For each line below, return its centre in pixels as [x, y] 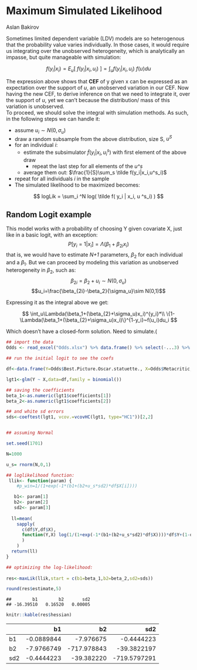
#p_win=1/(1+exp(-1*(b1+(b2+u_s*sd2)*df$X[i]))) [77, 486]
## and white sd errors [35, 412]
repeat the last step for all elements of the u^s [87, 166]
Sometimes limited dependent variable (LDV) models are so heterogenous [95, 38]
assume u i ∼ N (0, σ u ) [40, 131]
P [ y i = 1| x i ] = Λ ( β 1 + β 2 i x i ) [98, 245]
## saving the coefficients [40, 390]
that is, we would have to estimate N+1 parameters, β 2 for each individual [94, 255]
